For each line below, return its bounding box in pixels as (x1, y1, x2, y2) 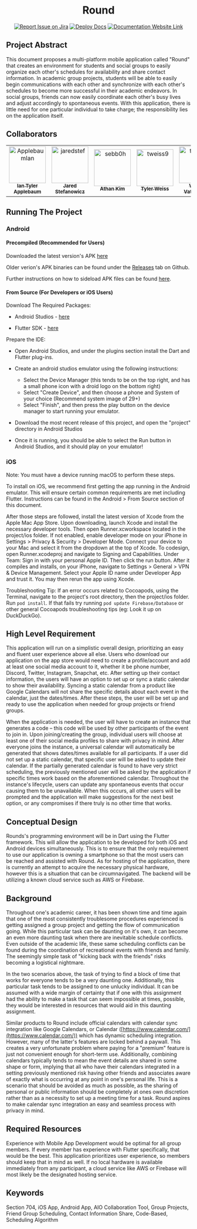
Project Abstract (6, 40, 67, 50)
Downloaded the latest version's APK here (6, 253, 108, 260)
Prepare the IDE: (6, 336, 46, 343)
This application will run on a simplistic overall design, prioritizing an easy (6, 644, 184, 651)
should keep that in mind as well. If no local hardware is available (6, 1158, 163, 1165)
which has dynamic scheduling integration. (79, 1032, 183, 1039)
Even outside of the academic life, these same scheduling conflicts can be (6, 940, 186, 948)
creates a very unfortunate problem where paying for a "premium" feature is (6, 1045, 191, 1052)
